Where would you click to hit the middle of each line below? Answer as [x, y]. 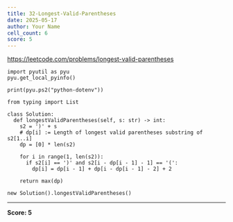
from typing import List [43, 102]
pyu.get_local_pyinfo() [42, 78]
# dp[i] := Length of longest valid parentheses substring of [111, 133]
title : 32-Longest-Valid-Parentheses [62, 14]
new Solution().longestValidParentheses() [69, 194]
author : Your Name [34, 26]
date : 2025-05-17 [32, 20]
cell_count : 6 [28, 33]
